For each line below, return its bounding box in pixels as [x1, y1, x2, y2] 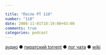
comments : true [5, 25, 37, 30]
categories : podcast [5, 30, 48, 35]
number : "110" [5, 16, 35, 21]
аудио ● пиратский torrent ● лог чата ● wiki [5, 44, 101, 50]
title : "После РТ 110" [5, 11, 52, 16]
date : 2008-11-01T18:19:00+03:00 [5, 21, 75, 26]
